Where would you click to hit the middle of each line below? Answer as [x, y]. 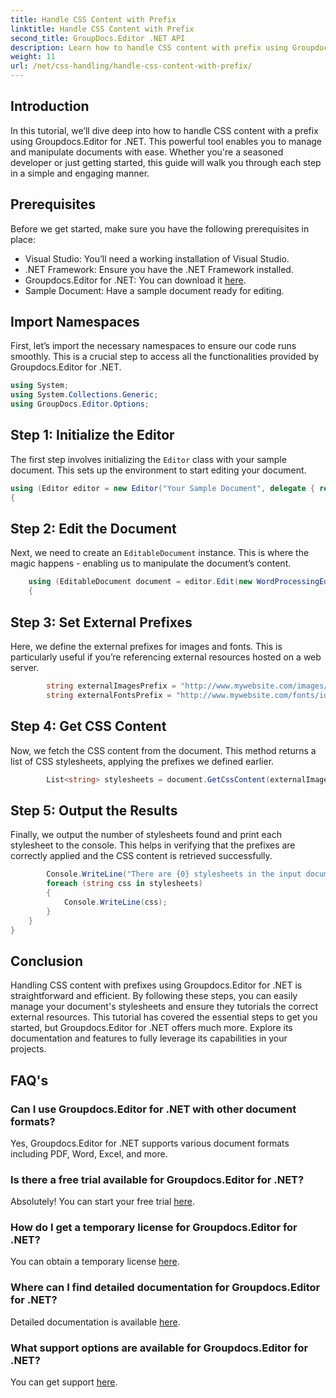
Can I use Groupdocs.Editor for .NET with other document [153, 1109]
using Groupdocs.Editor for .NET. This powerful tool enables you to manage [166, 141]
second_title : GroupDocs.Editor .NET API [98, 38]
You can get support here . [64, 1382]
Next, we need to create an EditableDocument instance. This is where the [160, 553]
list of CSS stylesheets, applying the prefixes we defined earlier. [142, 761]
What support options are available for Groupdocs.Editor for [159, 1348]
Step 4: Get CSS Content [88, 726]
